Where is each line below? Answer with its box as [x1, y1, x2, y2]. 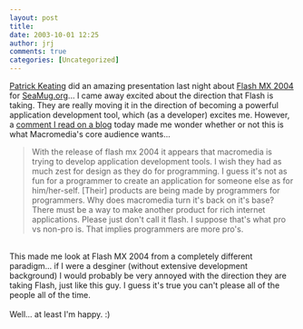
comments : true [9, 47, 67, 56]
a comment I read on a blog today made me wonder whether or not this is [9, 119, 284, 130]
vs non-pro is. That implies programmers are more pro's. [31, 224, 244, 234]
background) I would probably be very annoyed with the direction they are [9, 270, 288, 281]
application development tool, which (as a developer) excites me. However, [9, 110, 290, 120]
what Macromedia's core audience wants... [9, 129, 171, 139]
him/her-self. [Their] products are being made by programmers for [31, 185, 280, 195]
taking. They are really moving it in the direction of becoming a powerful [9, 100, 279, 110]
